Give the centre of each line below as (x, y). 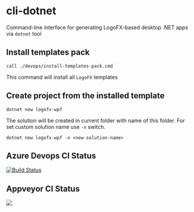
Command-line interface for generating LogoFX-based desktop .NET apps (97, 27)
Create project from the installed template (85, 96)
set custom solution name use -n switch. (56, 126)
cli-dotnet (31, 11)
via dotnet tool (24, 33)
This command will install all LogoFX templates (62, 77)
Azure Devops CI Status (51, 156)
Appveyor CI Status (43, 189)
